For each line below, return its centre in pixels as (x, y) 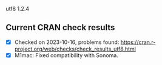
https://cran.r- (138, 42)
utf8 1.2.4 (18, 9)
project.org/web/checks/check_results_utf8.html (75, 49)
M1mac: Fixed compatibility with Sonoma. (66, 55)
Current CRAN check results (60, 27)
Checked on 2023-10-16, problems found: (67, 42)
